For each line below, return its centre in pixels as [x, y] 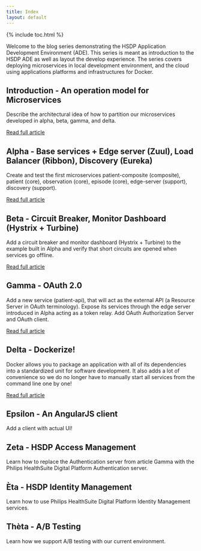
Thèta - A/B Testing [43, 527]
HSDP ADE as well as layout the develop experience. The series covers [94, 59]
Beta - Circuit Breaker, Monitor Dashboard [86, 218]
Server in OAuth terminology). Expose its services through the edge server [98, 306]
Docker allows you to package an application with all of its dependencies [96, 364]
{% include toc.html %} [35, 34]
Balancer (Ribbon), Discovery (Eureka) [79, 161]
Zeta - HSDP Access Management [71, 447]
